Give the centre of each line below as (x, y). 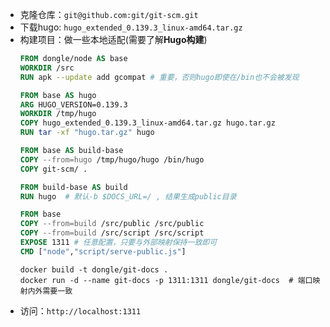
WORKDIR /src (47, 68)
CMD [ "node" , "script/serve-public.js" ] (103, 251)
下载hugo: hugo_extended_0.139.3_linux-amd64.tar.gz (131, 27)
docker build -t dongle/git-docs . (94, 269)
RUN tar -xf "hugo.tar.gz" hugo (87, 133)
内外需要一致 (50, 291)
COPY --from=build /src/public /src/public (112, 224)
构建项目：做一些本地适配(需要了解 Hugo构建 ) (113, 39)
